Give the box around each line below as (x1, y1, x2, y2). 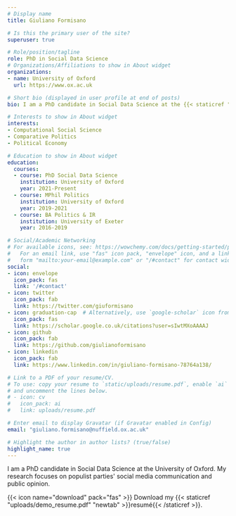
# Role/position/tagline (7, 49, 80, 56)
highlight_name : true (7, 445, 71, 453)
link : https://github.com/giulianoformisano (13, 342, 146, 349)
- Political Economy (7, 139, 68, 146)
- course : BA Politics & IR (13, 211, 96, 218)
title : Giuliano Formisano (7, 17, 86, 24)
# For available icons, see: (7, 244, 93, 251)
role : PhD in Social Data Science (7, 56, 109, 63)
